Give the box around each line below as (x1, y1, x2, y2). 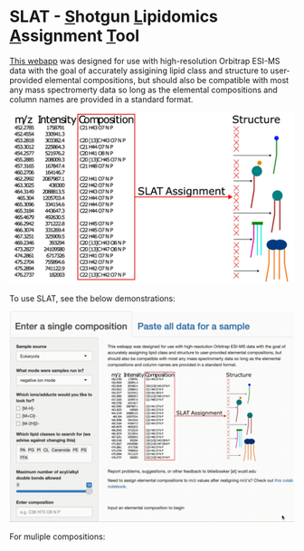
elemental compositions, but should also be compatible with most (44, 74, 290, 85)
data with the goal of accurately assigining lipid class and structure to (9, 65, 269, 76)
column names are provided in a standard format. (9, 93, 194, 105)
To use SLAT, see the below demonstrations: (9, 293, 176, 304)
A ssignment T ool (9, 25, 140, 46)
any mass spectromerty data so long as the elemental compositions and (9, 84, 278, 95)
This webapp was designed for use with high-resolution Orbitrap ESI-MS (9, 55, 280, 66)
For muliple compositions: (9, 531, 106, 542)
